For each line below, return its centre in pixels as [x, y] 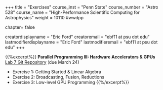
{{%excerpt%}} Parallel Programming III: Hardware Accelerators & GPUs [80, 57]
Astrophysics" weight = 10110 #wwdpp [44, 18]
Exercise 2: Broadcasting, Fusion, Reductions [58, 77]
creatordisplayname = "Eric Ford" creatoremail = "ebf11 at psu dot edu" [77, 37]
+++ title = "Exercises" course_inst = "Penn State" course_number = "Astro [82, 7]
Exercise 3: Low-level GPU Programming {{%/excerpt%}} [71, 82]
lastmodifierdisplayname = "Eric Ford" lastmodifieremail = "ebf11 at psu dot [81, 42]
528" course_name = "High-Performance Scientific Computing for [72, 12]
